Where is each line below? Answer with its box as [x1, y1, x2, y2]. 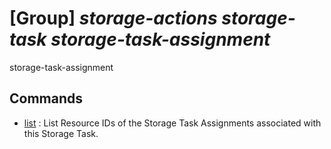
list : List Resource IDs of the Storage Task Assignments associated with [23, 117, 322, 129]
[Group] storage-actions [9, 7, 218, 30]
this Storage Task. [23, 127, 99, 139]
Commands [9, 90, 84, 107]
